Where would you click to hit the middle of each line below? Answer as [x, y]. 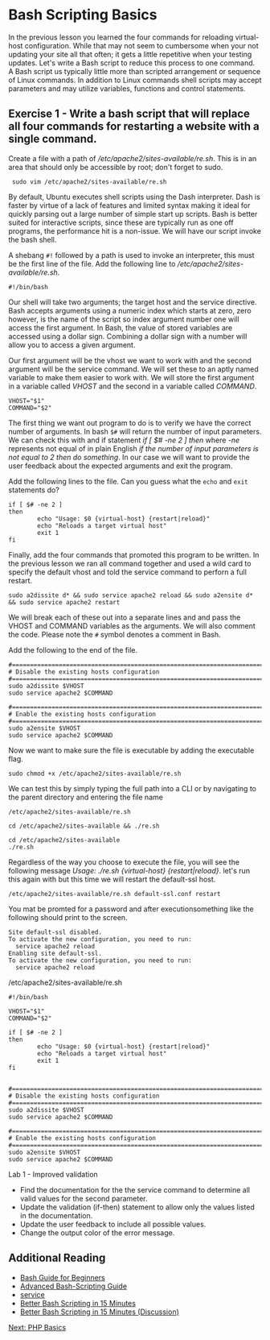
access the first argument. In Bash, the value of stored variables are [121, 327]
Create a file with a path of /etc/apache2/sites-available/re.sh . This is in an [133, 158]
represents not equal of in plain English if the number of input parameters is [133, 448]
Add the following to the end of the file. [73, 649]
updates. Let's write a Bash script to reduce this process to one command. [132, 63]
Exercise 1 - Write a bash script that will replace [129, 114]
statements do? [34, 490]
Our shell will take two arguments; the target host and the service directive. [133, 302]
